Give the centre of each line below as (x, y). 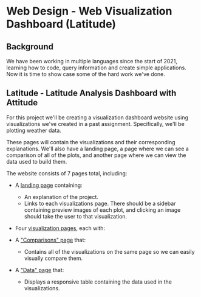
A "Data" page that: (39, 270)
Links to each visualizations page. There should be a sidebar (100, 203)
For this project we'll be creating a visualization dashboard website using (97, 117)
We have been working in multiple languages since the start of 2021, (92, 61)
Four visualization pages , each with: (60, 228)
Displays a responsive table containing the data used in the (98, 282)
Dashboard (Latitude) (61, 24)
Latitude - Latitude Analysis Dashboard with (91, 93)
